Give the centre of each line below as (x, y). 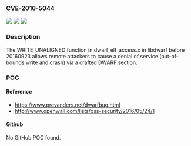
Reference (19, 92)
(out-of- (169, 56)
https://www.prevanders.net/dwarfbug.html (67, 105)
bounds (15, 62)
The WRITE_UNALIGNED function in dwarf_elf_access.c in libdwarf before (95, 50)
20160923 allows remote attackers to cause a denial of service (82, 56)
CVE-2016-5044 (30, 8)
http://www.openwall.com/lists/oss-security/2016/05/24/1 (84, 111)
